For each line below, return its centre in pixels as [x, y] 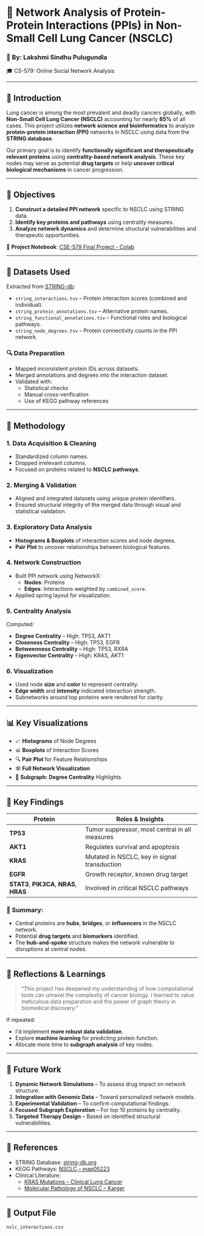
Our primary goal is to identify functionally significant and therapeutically [100, 150]
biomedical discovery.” [50, 1008]
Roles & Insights [140, 819]
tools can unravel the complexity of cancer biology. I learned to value [107, 995]
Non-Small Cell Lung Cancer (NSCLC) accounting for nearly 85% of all [96, 119]
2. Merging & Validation [42, 485]
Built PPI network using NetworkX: [58, 576]
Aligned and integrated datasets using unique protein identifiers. [95, 498]
